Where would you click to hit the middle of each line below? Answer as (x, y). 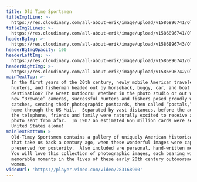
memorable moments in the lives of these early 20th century (88, 159)
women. (19, 164)
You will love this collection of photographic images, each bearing (98, 153)
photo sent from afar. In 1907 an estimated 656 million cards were (98, 121)
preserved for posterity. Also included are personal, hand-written (98, 148)
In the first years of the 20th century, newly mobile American (91, 83)
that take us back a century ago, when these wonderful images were (97, 142)
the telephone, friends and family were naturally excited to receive (99, 115)
